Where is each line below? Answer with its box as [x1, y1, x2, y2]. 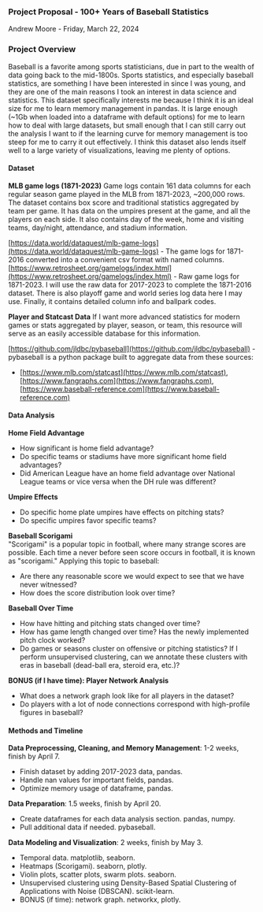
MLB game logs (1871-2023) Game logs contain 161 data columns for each [8, 180, 251, 191]
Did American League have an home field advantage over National [19, 469, 235, 478]
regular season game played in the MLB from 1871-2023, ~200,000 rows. [8, 189, 246, 198]
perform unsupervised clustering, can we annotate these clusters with [19, 652, 248, 662]
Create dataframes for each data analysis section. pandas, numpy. [19, 814, 236, 824]
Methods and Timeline [8, 725, 83, 735]
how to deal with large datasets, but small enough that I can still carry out [8, 120, 246, 130]
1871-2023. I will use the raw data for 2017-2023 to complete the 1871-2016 [8, 280, 252, 289]
